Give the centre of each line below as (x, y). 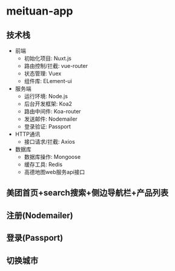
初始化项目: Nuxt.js (48, 58)
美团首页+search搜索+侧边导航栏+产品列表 (87, 193)
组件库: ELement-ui (48, 81)
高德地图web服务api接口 (54, 172)
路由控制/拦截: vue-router (56, 66)
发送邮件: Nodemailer (51, 119)
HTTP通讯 (28, 134)
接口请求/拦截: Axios (50, 142)
